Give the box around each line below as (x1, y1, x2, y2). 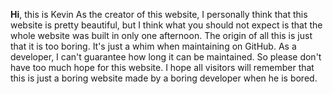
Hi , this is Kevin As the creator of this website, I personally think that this (10, 9, 308, 20)
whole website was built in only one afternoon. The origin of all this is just (10, 30, 313, 41)
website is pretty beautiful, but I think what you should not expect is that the (10, 19, 323, 31)
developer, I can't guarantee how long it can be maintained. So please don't (10, 51, 322, 63)
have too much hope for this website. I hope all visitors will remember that (10, 62, 315, 73)
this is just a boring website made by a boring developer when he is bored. (10, 72, 318, 84)
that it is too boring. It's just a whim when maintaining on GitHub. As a (10, 40, 297, 52)
